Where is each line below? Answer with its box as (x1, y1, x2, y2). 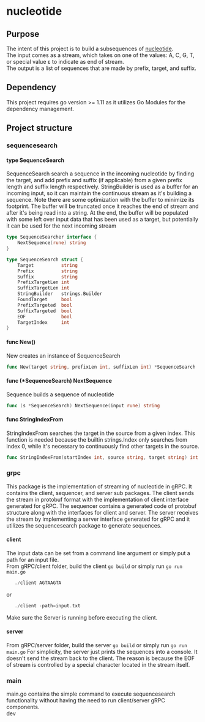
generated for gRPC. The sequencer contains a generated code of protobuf (6, 502, 197, 510)
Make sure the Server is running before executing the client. (6, 613, 158, 621)
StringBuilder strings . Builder (17, 291, 103, 297)
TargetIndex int (17, 319, 70, 326)
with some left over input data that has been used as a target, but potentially (6, 216, 199, 223)
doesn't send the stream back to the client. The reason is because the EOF (6, 655, 195, 662)
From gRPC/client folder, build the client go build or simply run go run (6, 563, 182, 570)
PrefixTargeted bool (17, 302, 72, 308)
